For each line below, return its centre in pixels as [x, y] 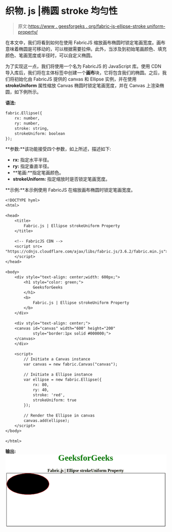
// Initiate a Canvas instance [57, 359]
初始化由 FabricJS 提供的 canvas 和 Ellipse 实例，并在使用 [75, 79]
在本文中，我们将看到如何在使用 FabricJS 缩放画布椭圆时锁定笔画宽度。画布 [85, 43]
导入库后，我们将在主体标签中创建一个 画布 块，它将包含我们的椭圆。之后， [84, 72]
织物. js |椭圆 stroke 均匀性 [61, 11]
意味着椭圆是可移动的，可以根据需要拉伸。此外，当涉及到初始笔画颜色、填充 [86, 49]
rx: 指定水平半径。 [32, 159]
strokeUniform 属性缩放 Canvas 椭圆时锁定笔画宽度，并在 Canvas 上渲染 [83, 85]
